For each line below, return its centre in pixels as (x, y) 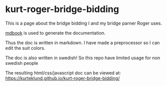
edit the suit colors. (25, 48)
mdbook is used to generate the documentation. (55, 33)
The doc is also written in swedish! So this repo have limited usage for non (83, 58)
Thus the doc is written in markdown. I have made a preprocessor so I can (83, 42)
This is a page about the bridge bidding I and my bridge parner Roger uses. (84, 23)
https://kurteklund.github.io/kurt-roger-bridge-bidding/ (62, 78)
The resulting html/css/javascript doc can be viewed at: (63, 73)
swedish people (22, 63)
